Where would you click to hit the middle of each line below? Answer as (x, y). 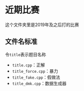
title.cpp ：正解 (29, 65)
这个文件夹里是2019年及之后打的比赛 (42, 25)
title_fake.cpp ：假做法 (36, 77)
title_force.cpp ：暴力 (35, 71)
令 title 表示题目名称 (26, 54)
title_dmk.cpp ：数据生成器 (39, 83)
